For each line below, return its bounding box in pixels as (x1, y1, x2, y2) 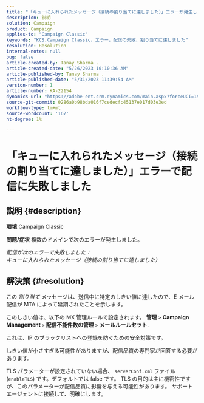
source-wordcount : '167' (6, 110, 69, 117)
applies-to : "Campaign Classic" (6, 32, 88, 38)
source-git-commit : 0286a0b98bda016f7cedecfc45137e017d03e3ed (6, 99, 167, 105)
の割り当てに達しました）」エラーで (6, 164, 182, 178)
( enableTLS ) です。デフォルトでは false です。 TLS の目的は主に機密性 (6, 375, 180, 382)
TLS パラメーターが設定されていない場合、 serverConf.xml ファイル (6, 368, 176, 375)
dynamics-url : (6, 93, 42, 100)
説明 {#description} (6, 206, 82, 216)
